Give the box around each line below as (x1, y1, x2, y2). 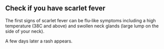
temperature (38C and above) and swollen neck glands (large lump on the (5, 23, 159, 29)
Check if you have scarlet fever (5, 4, 106, 13)
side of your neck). (5, 28, 44, 34)
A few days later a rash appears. (5, 38, 73, 44)
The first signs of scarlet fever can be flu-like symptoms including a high (5, 17, 156, 23)
